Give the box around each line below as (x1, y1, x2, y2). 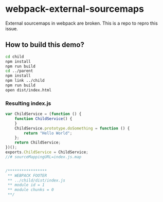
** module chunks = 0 (7, 187, 54, 193)
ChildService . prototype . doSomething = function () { (14, 125, 130, 131)
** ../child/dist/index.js (7, 178, 66, 183)
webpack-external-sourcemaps (5, 3, 144, 15)
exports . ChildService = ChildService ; (5, 150, 88, 155)
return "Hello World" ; (24, 131, 73, 136)
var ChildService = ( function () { (5, 112, 82, 117)
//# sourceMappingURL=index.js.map (5, 154, 82, 159)
